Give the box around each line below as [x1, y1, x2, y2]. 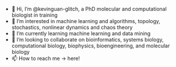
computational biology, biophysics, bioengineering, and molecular [11, 42, 170, 49]
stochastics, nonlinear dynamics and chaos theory [11, 24, 133, 31]
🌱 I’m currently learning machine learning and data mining [11, 30, 151, 37]
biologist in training [11, 12, 58, 18]
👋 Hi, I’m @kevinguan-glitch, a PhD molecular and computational [11, 6, 167, 12]
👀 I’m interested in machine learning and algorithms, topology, [11, 18, 161, 24]
